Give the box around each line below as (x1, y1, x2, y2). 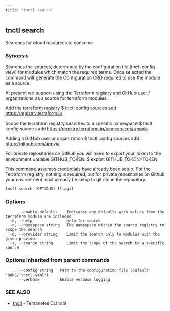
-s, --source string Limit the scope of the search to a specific (10, 241, 165, 246)
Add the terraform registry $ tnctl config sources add (5, 105, 117, 111)
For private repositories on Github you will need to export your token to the (5, 150, 161, 157)
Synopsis (5, 52, 29, 59)
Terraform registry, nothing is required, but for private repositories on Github (5, 171, 165, 177)
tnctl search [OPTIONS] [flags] (5, 186, 74, 191)
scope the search (5, 227, 42, 232)
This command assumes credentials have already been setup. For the (5, 166, 151, 172)
